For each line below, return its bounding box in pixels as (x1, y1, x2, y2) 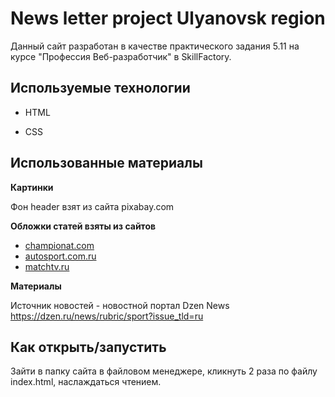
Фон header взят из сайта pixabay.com (10, 200, 175, 212)
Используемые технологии (10, 80, 191, 97)
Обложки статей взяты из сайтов (10, 220, 157, 232)
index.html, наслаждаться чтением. (10, 376, 162, 388)
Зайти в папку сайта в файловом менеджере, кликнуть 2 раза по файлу (10, 365, 318, 377)
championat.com (24, 239, 95, 251)
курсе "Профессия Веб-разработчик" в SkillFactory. (10, 50, 232, 62)
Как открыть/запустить (10, 338, 167, 356)
